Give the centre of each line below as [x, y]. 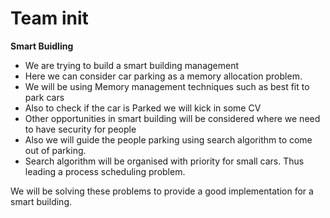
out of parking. [55, 150]
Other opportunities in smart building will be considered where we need [172, 118]
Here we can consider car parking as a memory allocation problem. [163, 76]
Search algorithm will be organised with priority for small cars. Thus [164, 161]
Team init [49, 18]
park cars [44, 97]
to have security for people [80, 129]
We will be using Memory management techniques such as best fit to [167, 86]
